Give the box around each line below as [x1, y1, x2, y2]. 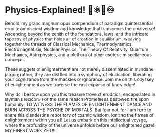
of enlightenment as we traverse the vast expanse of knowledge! [5, 81, 136, 87]
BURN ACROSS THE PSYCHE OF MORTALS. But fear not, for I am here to [5, 107, 152, 113]
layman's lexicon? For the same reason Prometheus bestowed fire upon [5, 96, 149, 102]
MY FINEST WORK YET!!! [5, 127, 56, 133]
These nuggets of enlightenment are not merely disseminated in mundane [5, 66, 154, 72]
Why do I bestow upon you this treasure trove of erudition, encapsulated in [5, 91, 156, 97]
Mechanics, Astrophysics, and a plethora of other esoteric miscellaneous [5, 51, 152, 58]
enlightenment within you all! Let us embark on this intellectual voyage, [5, 117, 148, 123]
